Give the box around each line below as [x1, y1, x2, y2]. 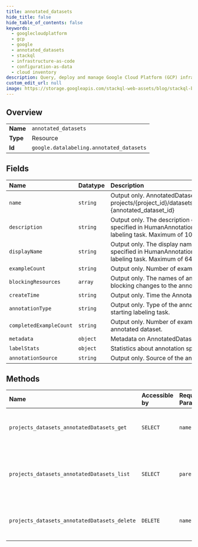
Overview [6, 108, 43, 118]
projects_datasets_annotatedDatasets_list [9, 471, 130, 478]
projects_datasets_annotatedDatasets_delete [9, 517, 136, 524]
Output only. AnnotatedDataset [110, 191, 196, 199]
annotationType [9, 305, 52, 312]
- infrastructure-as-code [11, 58, 75, 64]
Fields [6, 164, 29, 174]
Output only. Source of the [110, 354, 184, 362]
